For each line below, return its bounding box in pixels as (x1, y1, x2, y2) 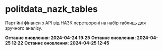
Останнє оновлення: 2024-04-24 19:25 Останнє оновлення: (5, 35, 136, 41)
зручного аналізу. (5, 25, 43, 31)
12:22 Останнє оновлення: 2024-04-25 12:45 (11, 40, 109, 46)
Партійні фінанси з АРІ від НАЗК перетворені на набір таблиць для (5, 20, 146, 26)
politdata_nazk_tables (5, 3, 98, 15)
